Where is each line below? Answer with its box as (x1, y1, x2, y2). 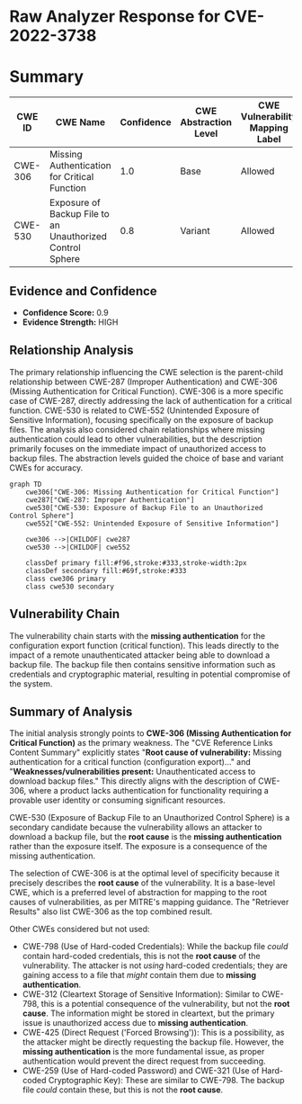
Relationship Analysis (9, 343, 134, 358)
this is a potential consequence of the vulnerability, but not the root (40, 999, 290, 1010)
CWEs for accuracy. (9, 462, 84, 473)
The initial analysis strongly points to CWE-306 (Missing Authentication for (9, 728, 292, 739)
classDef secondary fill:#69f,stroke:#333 (25, 566, 187, 575)
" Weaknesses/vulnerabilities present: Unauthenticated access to (9, 767, 256, 777)
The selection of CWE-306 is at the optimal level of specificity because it (9, 868, 280, 879)
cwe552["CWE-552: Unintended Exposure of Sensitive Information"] (25, 519, 280, 528)
